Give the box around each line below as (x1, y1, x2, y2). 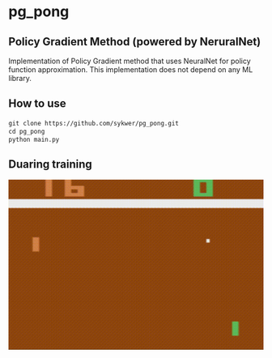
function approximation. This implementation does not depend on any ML (8, 65, 253, 75)
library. (8, 74, 32, 83)
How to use (8, 96, 66, 111)
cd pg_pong (8, 127, 45, 135)
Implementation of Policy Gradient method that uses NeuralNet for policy (8, 56, 251, 66)
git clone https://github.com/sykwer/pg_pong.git (8, 119, 180, 127)
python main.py (8, 135, 60, 143)
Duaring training (8, 157, 93, 172)
